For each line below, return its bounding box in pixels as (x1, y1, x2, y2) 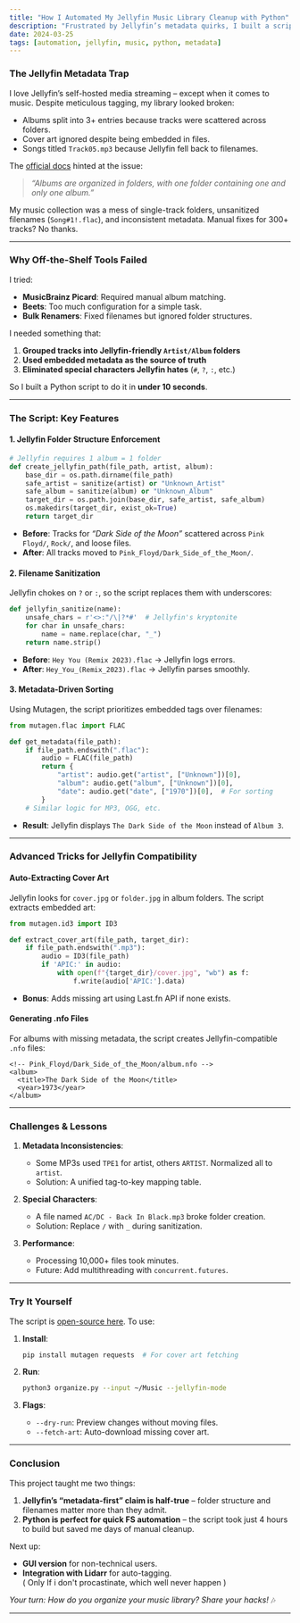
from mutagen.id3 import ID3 (9, 919, 118, 928)
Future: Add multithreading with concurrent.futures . (35, 1265, 229, 1276)
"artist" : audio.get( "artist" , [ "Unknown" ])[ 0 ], (56, 770, 242, 779)
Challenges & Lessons (9, 1119, 108, 1132)
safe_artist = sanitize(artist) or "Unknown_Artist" (25, 479, 226, 487)
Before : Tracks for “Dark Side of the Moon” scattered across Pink (21, 528, 265, 538)
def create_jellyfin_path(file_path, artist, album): (9, 462, 214, 471)
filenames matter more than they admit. (21, 1504, 168, 1515)
